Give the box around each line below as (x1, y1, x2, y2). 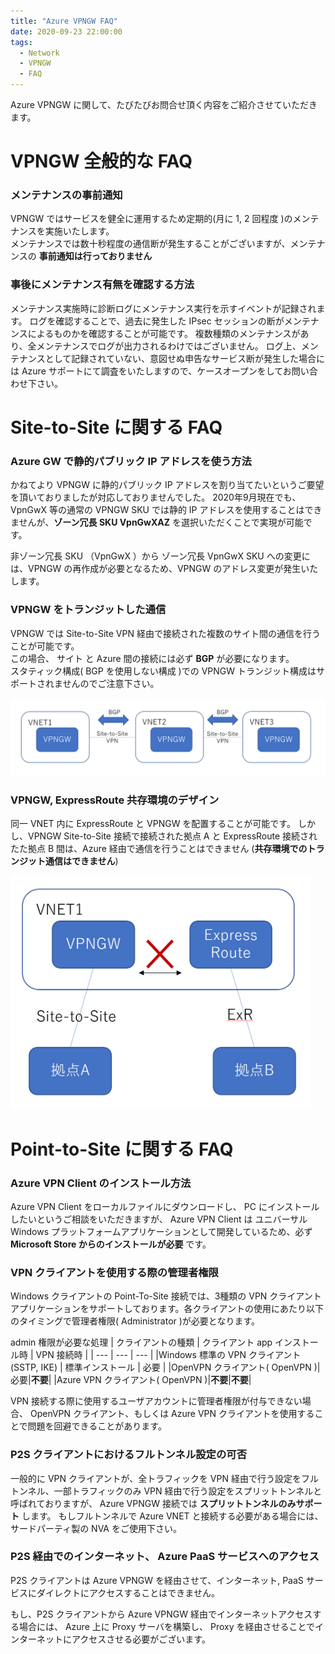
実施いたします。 (44, 225, 115, 237)
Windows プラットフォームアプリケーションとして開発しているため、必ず (10, 1225, 313, 1237)
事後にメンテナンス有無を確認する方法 (10, 278, 195, 292)
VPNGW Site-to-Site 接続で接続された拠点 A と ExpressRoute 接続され (27, 830, 318, 842)
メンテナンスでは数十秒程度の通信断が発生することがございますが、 (10, 238, 291, 250)
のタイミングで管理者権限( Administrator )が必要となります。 (10, 1315, 261, 1327)
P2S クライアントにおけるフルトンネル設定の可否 (10, 1448, 248, 1462)
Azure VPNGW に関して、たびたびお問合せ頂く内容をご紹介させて (10, 99, 283, 110)
